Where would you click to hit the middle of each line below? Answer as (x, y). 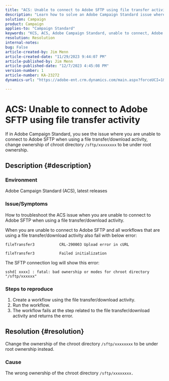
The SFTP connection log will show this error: (52, 262)
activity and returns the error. (43, 316)
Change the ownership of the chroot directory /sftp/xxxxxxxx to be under (82, 344)
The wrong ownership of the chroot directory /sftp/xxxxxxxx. (69, 373)
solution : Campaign (26, 19)
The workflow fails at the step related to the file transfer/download (81, 310)
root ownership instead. (30, 349)
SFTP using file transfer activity (73, 120)
